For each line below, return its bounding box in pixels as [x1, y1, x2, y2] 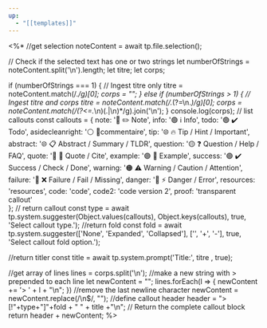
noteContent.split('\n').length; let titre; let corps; [8, 65, 166, 74]
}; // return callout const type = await [8, 203, 130, 212]
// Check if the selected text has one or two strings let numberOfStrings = [8, 57, 250, 66]
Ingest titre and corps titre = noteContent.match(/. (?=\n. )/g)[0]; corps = [8, 97, 243, 107]
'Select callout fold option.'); [8, 237, 101, 247]
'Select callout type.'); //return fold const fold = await [8, 220, 183, 230]
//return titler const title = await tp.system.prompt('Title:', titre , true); [8, 252, 234, 262]
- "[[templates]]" [15, 19, 77, 27]
